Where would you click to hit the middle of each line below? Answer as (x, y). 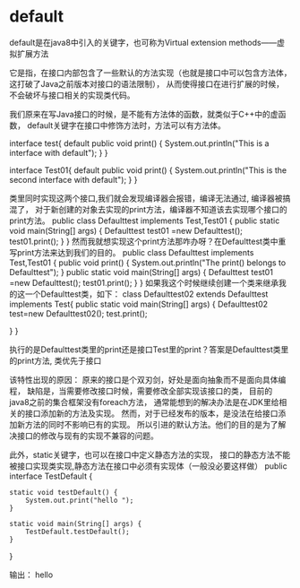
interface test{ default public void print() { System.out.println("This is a (139, 143)
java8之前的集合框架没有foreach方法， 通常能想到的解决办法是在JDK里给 (144, 402)
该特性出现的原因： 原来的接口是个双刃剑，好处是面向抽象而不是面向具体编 (148, 379)
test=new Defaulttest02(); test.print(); (78, 313)
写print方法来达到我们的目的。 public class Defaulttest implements (132, 252)
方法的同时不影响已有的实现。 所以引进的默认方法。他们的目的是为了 (151, 424)
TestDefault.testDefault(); (77, 532)
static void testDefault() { (64, 492)
